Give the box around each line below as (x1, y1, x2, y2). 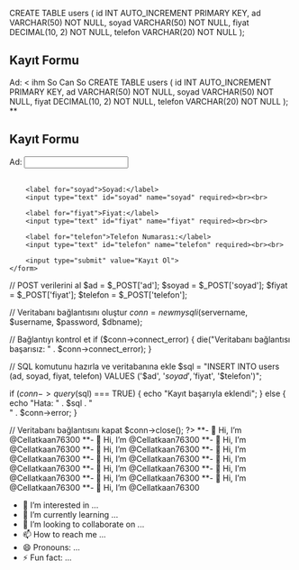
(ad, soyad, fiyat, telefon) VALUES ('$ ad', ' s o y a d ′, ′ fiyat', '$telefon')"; (9, 370, 263, 382)
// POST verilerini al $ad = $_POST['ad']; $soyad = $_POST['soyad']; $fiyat (9, 280, 288, 290)
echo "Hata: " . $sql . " (9, 397, 93, 409)
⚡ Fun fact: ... (22, 552, 72, 563)
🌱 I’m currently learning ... (22, 509, 119, 519)
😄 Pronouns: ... (22, 541, 81, 553)
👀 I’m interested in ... (22, 500, 99, 510)
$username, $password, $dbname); (9, 316, 143, 327)
